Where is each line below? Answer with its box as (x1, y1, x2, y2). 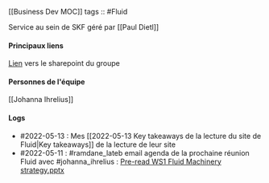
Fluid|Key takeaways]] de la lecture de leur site (19, 140, 176, 149)
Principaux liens (8, 40, 64, 51)
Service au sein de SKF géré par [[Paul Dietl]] (8, 22, 159, 31)
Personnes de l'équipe (8, 76, 85, 87)
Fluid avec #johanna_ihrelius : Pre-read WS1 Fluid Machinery (19, 157, 221, 166)
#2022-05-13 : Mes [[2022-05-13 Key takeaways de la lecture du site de (19, 131, 262, 140)
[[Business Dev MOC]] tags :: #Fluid (8, 7, 128, 16)
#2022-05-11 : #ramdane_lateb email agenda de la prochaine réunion (19, 148, 250, 157)
